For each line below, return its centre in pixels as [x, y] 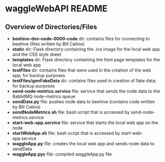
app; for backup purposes [39, 75]
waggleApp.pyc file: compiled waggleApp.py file [62, 154]
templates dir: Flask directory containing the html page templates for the [86, 60]
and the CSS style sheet [37, 54]
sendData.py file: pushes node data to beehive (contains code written [83, 101]
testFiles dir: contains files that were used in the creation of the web [82, 70]
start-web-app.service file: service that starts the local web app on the [85, 122]
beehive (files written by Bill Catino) [48, 44]
